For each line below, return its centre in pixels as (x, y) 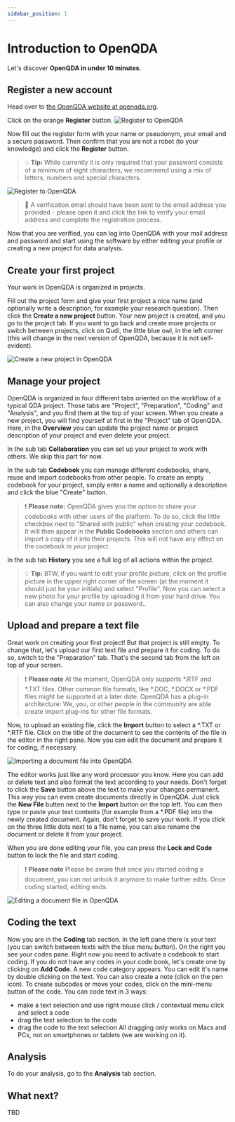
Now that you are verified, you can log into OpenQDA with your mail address (117, 234)
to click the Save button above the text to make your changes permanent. (114, 789)
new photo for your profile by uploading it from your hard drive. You (122, 596)
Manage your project (54, 381)
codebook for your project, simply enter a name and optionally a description (117, 485)
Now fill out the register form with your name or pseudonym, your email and (117, 134)
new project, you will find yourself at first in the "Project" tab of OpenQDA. (115, 420)
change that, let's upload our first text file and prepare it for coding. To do (114, 650)
